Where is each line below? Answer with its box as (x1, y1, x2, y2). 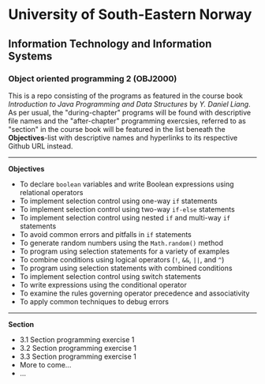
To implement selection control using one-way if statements (19, 196, 218, 205)
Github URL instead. (8, 141, 73, 151)
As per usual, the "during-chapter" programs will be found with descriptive (8, 107, 252, 117)
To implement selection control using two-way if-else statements (19, 204, 235, 214)
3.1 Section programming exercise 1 (19, 334, 135, 344)
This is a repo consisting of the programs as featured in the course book (8, 91, 243, 100)
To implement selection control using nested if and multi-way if (19, 213, 231, 222)
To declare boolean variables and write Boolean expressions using (19, 179, 234, 189)
